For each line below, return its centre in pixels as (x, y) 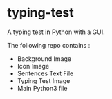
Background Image (44, 58)
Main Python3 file (42, 88)
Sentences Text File (45, 73)
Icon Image (33, 66)
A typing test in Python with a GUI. (56, 32)
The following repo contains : (49, 45)
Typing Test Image (44, 80)
